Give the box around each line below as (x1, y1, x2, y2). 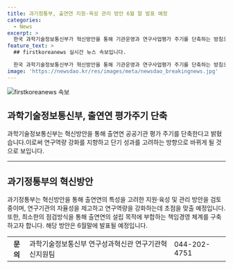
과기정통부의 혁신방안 (7, 175, 94, 187)
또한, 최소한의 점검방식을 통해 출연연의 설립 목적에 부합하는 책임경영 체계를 (7, 213, 209, 221)
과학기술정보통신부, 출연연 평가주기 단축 (7, 110, 168, 122)
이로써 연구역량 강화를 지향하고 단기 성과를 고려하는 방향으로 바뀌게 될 (25, 138, 215, 146)
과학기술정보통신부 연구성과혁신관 (29, 239, 134, 249)
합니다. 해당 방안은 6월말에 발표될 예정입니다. (25, 221, 148, 229)
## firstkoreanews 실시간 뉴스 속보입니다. (13, 49, 127, 56)
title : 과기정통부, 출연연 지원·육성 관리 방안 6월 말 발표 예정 (7, 10, 168, 17)
